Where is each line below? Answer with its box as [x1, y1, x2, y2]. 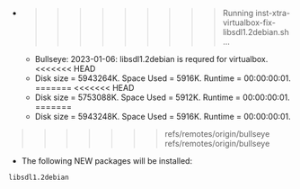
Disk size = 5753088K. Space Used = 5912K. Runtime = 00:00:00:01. [34, 92, 290, 103]
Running [222, 8, 254, 18]
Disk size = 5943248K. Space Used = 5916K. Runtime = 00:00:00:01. [34, 112, 291, 121]
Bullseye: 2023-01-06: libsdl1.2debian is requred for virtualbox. [34, 54, 269, 64]
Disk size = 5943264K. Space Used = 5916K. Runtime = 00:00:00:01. [34, 73, 291, 84]
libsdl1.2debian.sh [222, 27, 289, 37]
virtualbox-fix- [222, 17, 276, 28]
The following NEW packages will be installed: [21, 156, 193, 166]
